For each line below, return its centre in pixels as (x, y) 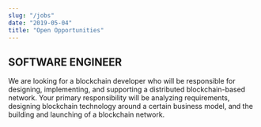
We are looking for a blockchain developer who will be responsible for (122, 81)
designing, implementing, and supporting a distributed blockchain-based (127, 90)
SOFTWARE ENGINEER (65, 62)
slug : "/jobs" (32, 15)
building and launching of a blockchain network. (87, 114)
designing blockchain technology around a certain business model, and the (130, 106)
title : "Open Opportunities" (56, 30)
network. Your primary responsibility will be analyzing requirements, (119, 98)
